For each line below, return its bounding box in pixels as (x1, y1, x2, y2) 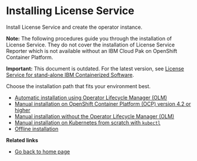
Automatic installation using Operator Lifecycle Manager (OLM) (14, 94, 167, 101)
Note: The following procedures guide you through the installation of (6, 35, 172, 42)
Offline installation (14, 125, 59, 132)
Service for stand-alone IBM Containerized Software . (6, 71, 134, 78)
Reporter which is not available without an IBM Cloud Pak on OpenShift (6, 47, 178, 54)
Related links (6, 136, 39, 143)
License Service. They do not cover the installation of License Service (6, 41, 175, 48)
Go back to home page (14, 148, 70, 155)
